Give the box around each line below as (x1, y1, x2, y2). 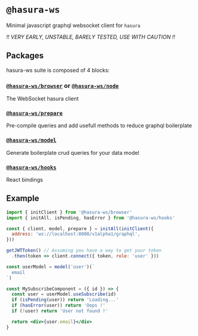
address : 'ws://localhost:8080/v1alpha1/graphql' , (11, 231, 141, 237)
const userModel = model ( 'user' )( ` (6, 264, 95, 270)
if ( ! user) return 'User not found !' (11, 308, 109, 314)
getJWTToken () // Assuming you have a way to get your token (6, 248, 162, 253)
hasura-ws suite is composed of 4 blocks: (6, 66, 110, 74)
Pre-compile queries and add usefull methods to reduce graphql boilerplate (6, 122, 193, 129)
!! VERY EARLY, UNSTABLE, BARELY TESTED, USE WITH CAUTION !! (6, 33, 175, 40)
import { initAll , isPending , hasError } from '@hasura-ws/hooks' (6, 215, 175, 221)
